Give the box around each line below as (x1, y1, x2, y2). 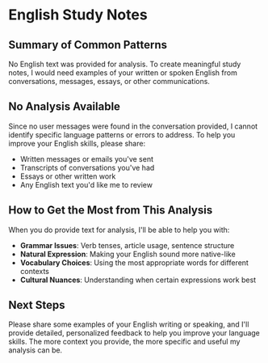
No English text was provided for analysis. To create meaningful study (8, 59, 241, 69)
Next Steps (8, 298, 65, 312)
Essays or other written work (19, 171, 116, 181)
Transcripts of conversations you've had (19, 163, 155, 172)
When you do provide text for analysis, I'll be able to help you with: (8, 225, 230, 234)
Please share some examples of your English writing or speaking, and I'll (8, 319, 249, 329)
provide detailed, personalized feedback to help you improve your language (8, 328, 261, 338)
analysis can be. (8, 345, 63, 355)
